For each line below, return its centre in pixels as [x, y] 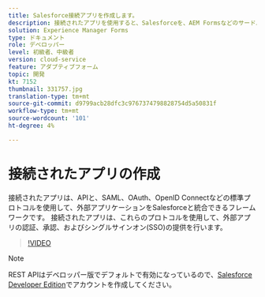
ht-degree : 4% [32, 126]
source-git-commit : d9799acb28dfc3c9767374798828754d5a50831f [112, 103]
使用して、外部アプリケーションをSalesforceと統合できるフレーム [149, 207]
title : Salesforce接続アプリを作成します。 [73, 15]
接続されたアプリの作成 [84, 174]
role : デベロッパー [37, 45]
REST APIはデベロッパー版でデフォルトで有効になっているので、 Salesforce [130, 274]
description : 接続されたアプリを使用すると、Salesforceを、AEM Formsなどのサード [132, 23]
